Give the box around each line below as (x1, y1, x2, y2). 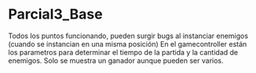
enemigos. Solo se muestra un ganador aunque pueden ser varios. (8, 56, 224, 65)
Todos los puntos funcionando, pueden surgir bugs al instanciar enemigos (8, 31, 249, 40)
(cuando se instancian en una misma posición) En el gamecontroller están (8, 39, 247, 48)
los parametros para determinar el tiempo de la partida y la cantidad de (8, 47, 239, 57)
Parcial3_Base (8, 5, 104, 23)
